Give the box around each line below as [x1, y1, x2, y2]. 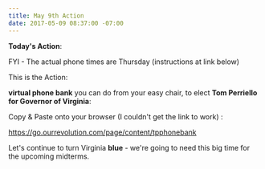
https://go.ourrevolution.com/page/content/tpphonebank [8, 127, 197, 137]
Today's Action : [8, 41, 63, 50]
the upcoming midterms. [8, 151, 90, 161]
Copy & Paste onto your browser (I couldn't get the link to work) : [8, 111, 223, 121]
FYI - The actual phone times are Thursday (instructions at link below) [8, 57, 239, 66]
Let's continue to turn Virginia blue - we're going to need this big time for [8, 143, 251, 152]
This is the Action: [8, 72, 68, 82]
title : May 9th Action [8, 11, 84, 20]
